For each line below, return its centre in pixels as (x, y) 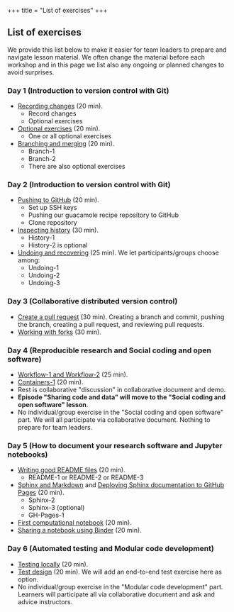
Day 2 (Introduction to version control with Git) (89, 185)
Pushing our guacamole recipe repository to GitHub (104, 215)
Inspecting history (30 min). (58, 230)
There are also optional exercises (77, 167)
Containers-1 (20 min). (50, 382)
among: (29, 260)
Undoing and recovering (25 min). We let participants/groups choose (118, 253)
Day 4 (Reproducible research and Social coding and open (109, 350)
